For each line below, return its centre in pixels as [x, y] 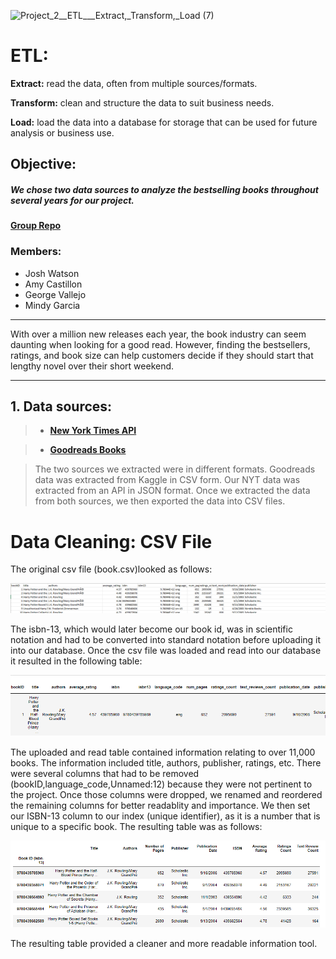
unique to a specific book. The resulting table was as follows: [136, 827]
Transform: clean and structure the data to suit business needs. [142, 102]
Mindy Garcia [52, 305]
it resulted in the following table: [76, 661]
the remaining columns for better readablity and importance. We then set [160, 806]
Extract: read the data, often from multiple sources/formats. [134, 83]
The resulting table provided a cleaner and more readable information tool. [164, 944]
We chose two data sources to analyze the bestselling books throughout [164, 189]
